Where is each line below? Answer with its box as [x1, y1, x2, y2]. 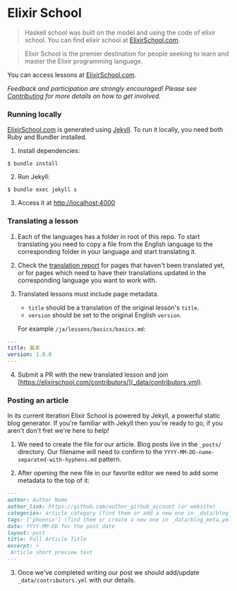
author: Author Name [7, 496, 68, 504]
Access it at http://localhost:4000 [17, 199, 116, 207]
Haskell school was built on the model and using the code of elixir [24, 28, 217, 37]
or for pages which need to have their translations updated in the [17, 268, 207, 276]
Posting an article [7, 395, 69, 405]
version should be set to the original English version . [28, 310, 182, 319]
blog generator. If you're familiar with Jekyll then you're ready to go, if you [7, 419, 224, 427]
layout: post [7, 529, 46, 537]
